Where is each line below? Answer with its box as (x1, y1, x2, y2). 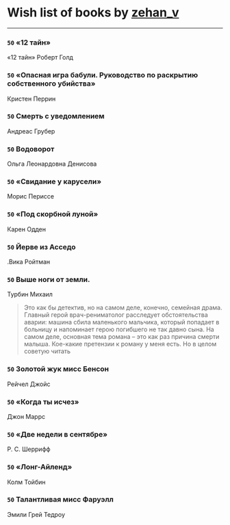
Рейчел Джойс (7, 380, 51, 388)
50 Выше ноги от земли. (7, 274, 90, 284)
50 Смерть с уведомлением (7, 112, 105, 121)
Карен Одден (7, 225, 47, 233)
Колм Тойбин (7, 478, 46, 486)
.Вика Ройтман (7, 258, 51, 266)
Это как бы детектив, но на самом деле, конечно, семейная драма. (23, 303, 222, 312)
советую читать (23, 347, 71, 355)
